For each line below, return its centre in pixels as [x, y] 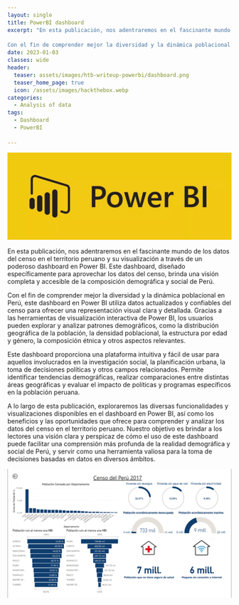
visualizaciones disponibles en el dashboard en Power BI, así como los [111, 414]
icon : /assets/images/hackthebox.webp [71, 90]
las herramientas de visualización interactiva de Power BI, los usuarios [111, 318]
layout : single [30, 15]
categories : [25, 98]
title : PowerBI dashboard [46, 22]
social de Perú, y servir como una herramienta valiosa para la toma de [110, 451]
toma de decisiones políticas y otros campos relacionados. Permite [106, 369]
